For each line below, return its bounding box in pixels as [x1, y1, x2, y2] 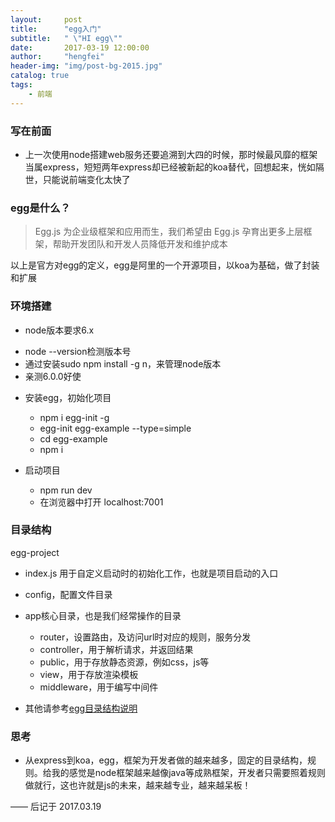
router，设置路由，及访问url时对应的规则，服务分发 [39, 631, 252, 643]
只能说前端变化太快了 [42, 173, 131, 185]
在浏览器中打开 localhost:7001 [39, 496, 164, 508]
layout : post [10, 14, 83, 25]
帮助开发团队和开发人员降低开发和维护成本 [52, 238, 228, 250]
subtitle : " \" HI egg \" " [10, 33, 123, 43]
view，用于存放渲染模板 [39, 668, 139, 680]
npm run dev [39, 484, 93, 496]
